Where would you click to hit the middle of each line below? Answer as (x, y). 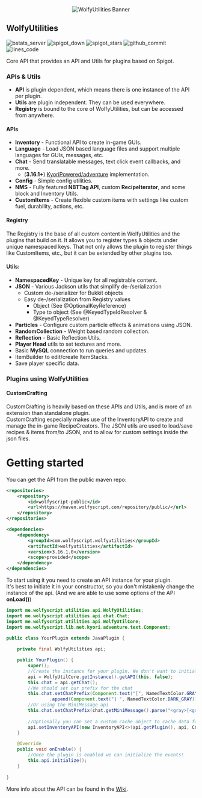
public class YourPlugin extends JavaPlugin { (66, 638)
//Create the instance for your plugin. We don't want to (102, 671)
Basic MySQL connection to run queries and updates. (81, 350)
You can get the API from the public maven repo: (66, 479)
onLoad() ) (19, 599)
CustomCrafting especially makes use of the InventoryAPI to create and (95, 419)
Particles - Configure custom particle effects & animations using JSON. (103, 325)
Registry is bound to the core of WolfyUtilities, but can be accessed (99, 109)
